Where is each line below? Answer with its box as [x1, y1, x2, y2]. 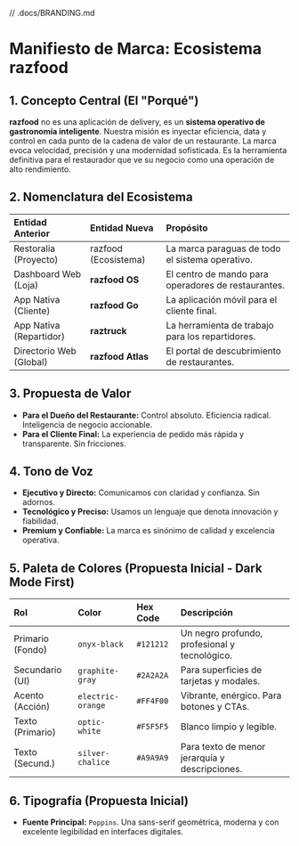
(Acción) [13, 701, 51, 713]
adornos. [21, 497, 56, 508]
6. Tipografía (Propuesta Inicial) [9, 793, 190, 809]
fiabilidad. [21, 516, 60, 526]
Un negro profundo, [180, 627, 263, 639]
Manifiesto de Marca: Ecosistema [9, 39, 263, 59]
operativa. [21, 534, 60, 546]
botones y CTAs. [180, 701, 250, 713]
